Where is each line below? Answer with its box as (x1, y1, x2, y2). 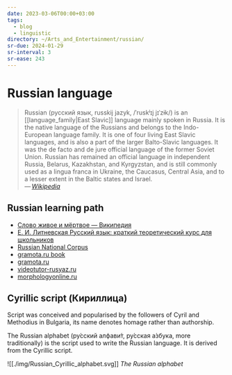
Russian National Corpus (17, 242, 88, 251)
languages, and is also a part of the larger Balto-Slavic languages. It (24, 137, 219, 146)
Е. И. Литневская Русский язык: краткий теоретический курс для (17, 228, 213, 236)
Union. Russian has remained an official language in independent (24, 152, 210, 160)
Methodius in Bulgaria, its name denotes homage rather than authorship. (7, 318, 215, 326)
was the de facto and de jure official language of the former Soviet (24, 145, 215, 153)
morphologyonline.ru (17, 272, 78, 281)
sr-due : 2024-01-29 (7, 42, 64, 49)
